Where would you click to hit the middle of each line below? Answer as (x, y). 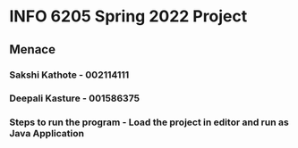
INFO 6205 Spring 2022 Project (128, 16)
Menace (33, 49)
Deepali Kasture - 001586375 (75, 98)
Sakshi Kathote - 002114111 (69, 75)
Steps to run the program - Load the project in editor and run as (149, 122)
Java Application (47, 134)
